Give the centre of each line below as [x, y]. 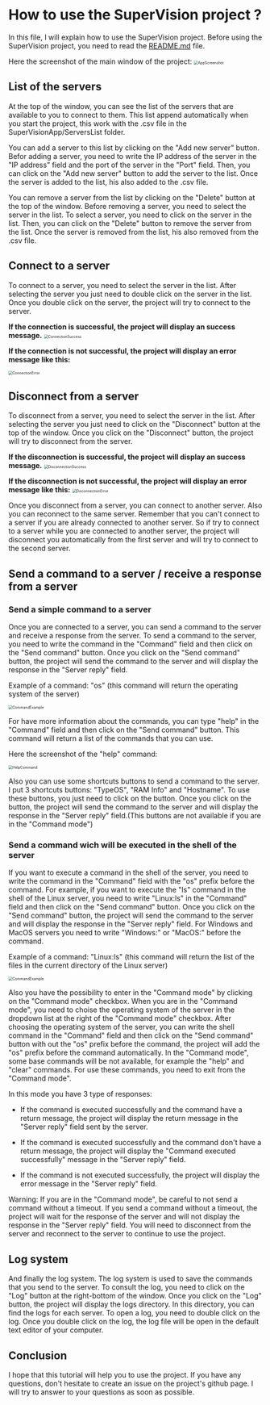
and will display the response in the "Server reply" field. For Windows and [131, 924]
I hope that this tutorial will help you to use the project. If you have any [125, 1374]
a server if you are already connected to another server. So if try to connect [134, 523]
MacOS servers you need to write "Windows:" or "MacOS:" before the [125, 933]
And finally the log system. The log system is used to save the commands [131, 1279]
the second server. [39, 548]
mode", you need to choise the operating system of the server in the [122, 1010]
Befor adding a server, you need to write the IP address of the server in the [133, 156]
